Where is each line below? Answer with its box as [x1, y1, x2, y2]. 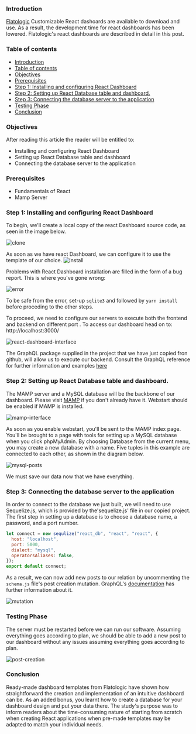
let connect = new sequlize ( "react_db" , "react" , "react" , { [6, 531, 159, 537]
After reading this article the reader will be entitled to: [6, 136, 135, 143]
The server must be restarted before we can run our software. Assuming [6, 626, 181, 633]
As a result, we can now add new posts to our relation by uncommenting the [6, 574, 190, 581]
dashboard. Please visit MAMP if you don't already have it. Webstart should [6, 396, 188, 403]
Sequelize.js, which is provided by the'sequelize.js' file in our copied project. [6, 507, 191, 514]
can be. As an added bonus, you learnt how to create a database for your [6, 696, 183, 703]
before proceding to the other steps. [6, 303, 94, 310]
